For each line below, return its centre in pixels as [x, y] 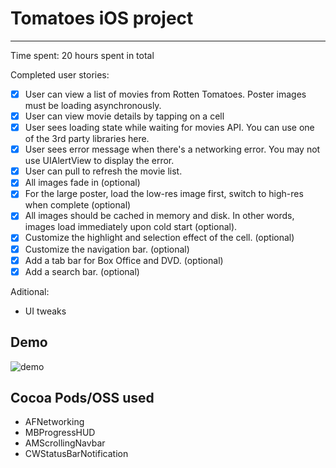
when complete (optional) [78, 205]
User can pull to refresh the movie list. [103, 171]
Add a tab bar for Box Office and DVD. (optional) [124, 260]
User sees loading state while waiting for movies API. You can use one [169, 128]
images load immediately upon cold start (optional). [131, 227]
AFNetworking [54, 422]
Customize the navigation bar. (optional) [107, 249]
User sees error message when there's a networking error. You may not [172, 149]
